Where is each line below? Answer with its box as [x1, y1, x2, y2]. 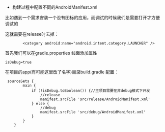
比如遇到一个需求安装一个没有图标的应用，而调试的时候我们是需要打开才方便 [5, 15, 160, 21]
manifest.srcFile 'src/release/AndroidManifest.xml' [40, 97, 151, 102]
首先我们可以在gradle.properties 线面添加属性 [5, 50, 97, 56]
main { [23, 83, 36, 88]
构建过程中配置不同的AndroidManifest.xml [12, 4, 98, 10]
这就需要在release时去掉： [5, 31, 59, 37]
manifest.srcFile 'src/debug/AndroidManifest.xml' [40, 110, 146, 114]
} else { [31, 101, 50, 106]
